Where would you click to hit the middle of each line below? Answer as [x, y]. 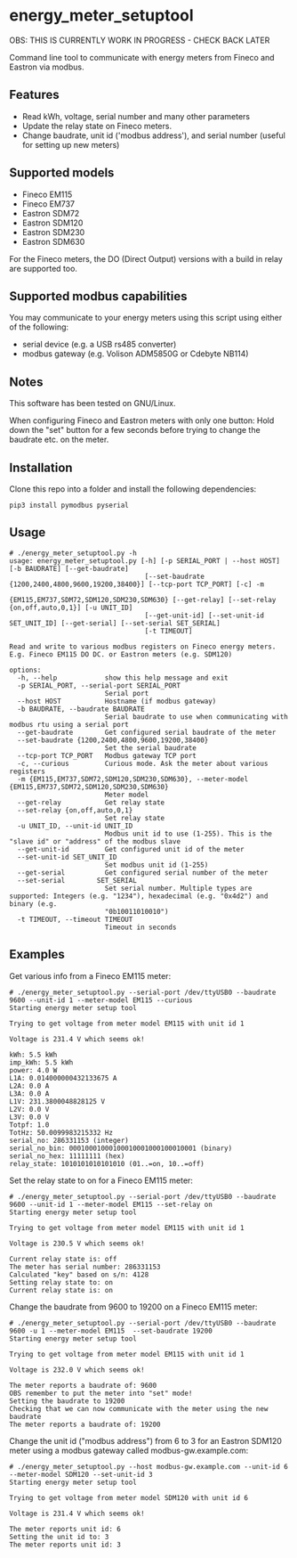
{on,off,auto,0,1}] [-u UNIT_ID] [71, 608]
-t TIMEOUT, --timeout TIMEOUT [75, 919]
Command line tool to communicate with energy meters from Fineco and [142, 57]
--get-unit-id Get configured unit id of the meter [131, 849]
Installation [41, 467]
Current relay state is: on [61, 1290]
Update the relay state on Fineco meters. [96, 126]
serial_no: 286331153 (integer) [69, 1140]
